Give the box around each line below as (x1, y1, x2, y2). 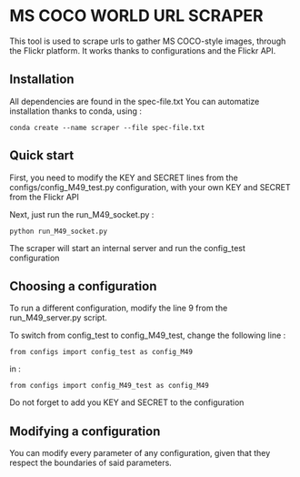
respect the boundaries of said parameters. (9, 457, 173, 469)
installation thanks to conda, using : (9, 106, 143, 117)
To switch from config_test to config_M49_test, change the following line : (9, 330, 286, 341)
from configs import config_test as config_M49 (9, 348, 194, 357)
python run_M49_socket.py (9, 227, 107, 236)
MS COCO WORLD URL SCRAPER (9, 5, 264, 26)
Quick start (9, 147, 75, 164)
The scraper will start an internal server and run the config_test (9, 242, 245, 253)
